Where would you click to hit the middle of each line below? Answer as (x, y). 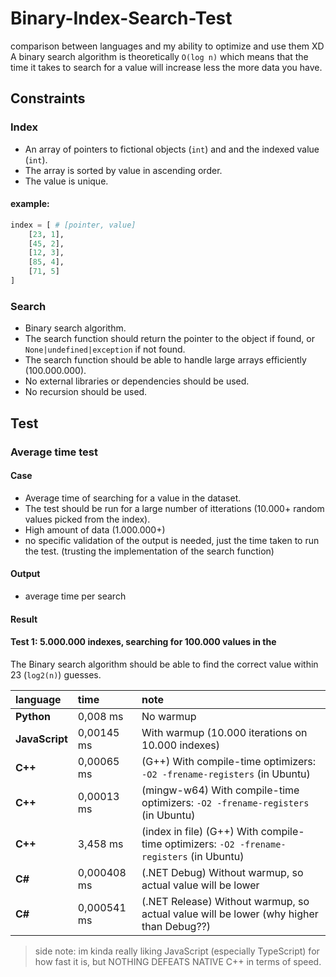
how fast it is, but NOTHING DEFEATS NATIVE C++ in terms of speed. (178, 961)
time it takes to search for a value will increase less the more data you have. (166, 67)
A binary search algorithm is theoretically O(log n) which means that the (159, 56)
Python (33, 716)
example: (30, 204)
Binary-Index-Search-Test (121, 18)
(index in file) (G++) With (200, 831)
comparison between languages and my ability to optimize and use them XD (167, 46)
